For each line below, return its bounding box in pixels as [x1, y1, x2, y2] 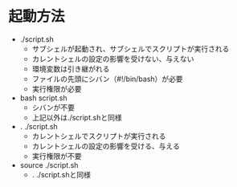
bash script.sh [19, 93, 68, 103]
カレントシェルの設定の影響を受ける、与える [31, 141, 181, 151]
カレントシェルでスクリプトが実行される [31, 131, 166, 140]
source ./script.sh [19, 160, 79, 169]
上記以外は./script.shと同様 [31, 112, 122, 122]
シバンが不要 [31, 102, 75, 112]
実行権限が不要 [31, 151, 82, 161]
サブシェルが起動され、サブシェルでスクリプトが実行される [31, 43, 230, 53]
